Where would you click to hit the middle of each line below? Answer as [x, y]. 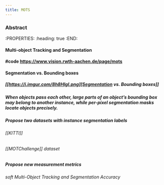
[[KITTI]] [14, 133]
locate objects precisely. [31, 108]
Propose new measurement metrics [43, 164]
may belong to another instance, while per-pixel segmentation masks [80, 102]
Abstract [16, 27]
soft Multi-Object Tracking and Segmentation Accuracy [63, 177]
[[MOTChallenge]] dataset [32, 149]
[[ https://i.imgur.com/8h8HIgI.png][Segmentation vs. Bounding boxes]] [82, 84]
